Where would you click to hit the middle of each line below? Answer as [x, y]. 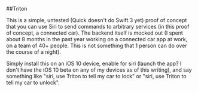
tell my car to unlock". [33, 82]
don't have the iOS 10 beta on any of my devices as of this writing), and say [99, 70]
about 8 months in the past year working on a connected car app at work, [97, 39]
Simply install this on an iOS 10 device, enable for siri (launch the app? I [94, 63]
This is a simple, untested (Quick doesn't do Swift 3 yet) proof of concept [97, 20]
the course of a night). [33, 52]
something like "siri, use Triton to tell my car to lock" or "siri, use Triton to [96, 76]
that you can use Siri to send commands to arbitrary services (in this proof [98, 27]
